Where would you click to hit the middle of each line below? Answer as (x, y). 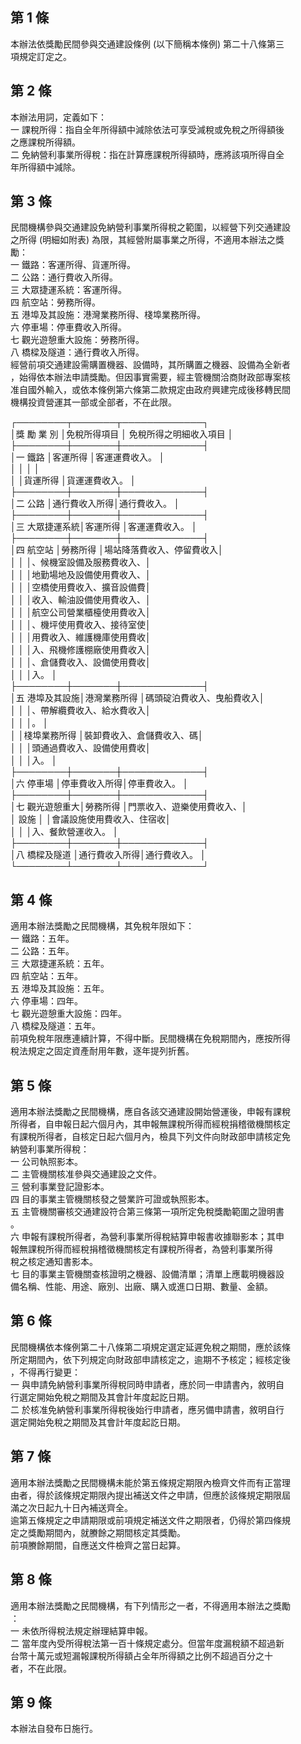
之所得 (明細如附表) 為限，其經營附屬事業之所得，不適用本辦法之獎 (147, 240)
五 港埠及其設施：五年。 (60, 989)
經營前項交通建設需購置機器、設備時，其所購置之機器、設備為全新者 (150, 365)
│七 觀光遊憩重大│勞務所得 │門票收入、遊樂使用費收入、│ (129, 807)
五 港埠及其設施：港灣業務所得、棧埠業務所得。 (108, 315)
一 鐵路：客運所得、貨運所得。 (73, 265)
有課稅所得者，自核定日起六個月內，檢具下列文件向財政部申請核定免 (150, 1137)
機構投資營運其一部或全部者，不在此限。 (93, 402)
